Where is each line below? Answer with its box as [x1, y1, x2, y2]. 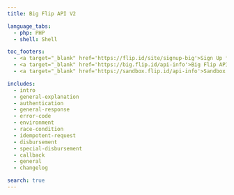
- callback [13, 151, 45, 159]
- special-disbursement [13, 145, 82, 152]
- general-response [13, 106, 70, 114]
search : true [7, 177, 45, 185]
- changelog [13, 164, 49, 171]
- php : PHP [13, 29, 45, 36]
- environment [13, 119, 54, 126]
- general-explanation [13, 93, 79, 100]
